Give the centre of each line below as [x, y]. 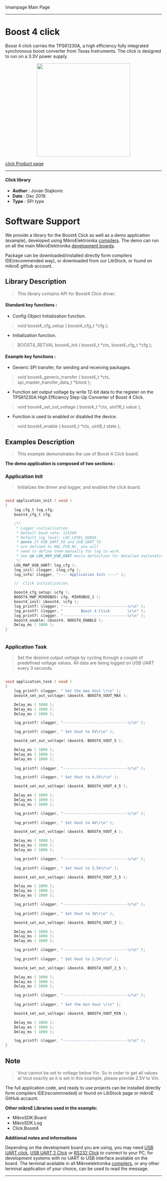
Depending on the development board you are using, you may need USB [79, 1148]
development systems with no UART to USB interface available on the [77, 1158]
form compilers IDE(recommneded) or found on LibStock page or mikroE [80, 1093]
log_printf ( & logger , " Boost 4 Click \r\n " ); [80, 611]
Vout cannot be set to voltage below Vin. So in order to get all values [87, 1073]
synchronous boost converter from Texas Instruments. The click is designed [83, 51]
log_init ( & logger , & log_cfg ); [47, 570]
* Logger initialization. [43, 528]
